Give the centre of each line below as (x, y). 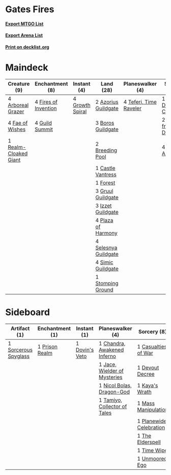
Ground (104, 290)
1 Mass (146, 403)
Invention (46, 108)
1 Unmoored (152, 458)
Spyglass (19, 356)
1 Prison (47, 346)
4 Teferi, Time (140, 102)
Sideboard (27, 312)
